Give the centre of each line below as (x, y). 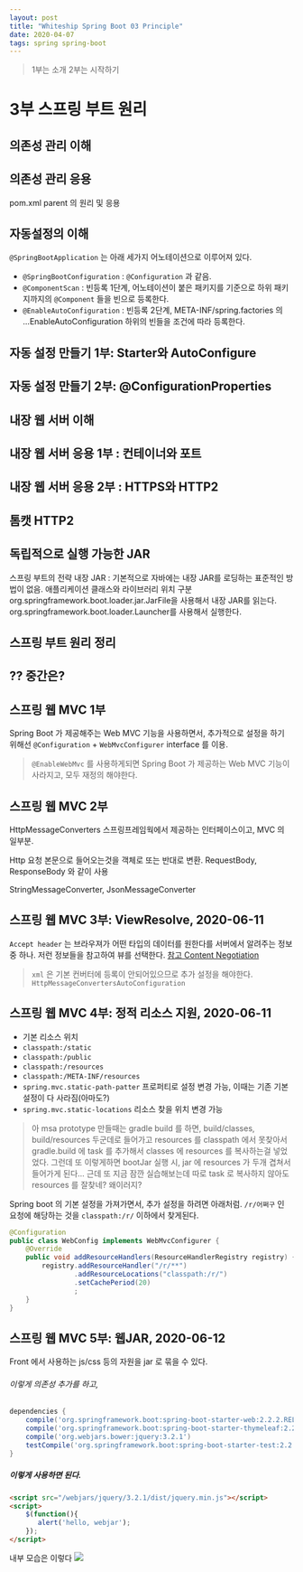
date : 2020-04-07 (42, 34)
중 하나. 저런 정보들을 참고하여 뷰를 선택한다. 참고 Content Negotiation (134, 955)
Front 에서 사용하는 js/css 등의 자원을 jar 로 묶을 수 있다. (109, 1361)
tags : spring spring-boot (58, 43)
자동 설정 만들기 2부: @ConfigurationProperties (141, 386)
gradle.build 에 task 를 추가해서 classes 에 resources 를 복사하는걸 (151, 1151)
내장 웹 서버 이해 (52, 420)
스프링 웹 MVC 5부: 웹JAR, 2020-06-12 (118, 1338)
